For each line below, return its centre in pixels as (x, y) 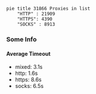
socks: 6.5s (29, 86)
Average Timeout (28, 53)
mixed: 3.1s (29, 67)
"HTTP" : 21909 (36, 14)
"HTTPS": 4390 (35, 19)
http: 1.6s (26, 73)
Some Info (22, 39)
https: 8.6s (28, 80)
